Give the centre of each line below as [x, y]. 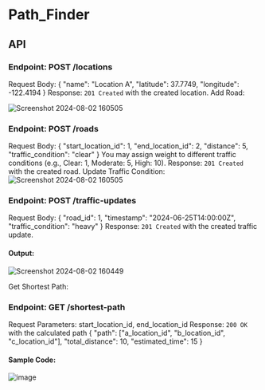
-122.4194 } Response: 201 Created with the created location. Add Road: [127, 93]
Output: [21, 254]
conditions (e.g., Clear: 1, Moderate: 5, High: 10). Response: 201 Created [126, 163]
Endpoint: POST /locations [60, 67]
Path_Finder [49, 15]
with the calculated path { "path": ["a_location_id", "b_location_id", [117, 333]
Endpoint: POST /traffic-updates [72, 201]
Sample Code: [32, 360]
